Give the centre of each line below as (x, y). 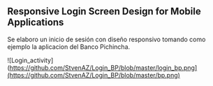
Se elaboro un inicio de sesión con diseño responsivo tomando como (106, 39)
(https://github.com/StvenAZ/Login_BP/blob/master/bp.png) (94, 75)
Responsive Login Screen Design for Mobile (104, 12)
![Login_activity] (30, 60)
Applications (36, 23)
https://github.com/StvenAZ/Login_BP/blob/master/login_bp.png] (103, 67)
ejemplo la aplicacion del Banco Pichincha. (69, 46)
